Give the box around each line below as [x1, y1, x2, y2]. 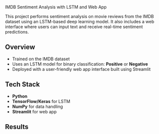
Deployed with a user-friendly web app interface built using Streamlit [12, 66, 151, 72]
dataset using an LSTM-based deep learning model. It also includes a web [5, 19, 155, 24]
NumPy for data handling [12, 103, 63, 109]
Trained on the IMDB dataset [12, 56, 70, 62]
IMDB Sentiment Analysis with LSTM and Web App [5, 4, 107, 10]
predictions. [5, 29, 29, 34]
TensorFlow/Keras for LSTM [12, 98, 71, 104]
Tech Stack [5, 80, 40, 89]
